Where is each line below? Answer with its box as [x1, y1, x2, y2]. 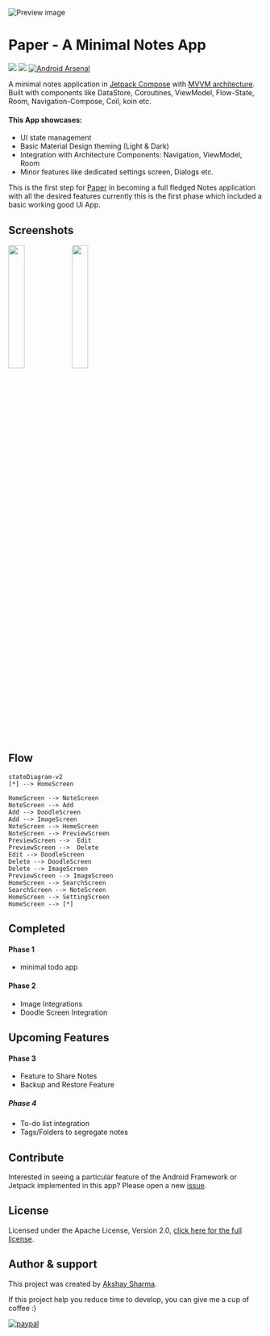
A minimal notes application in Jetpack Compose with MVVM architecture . [8, 79, 255, 89]
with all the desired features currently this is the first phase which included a [8, 191, 262, 201]
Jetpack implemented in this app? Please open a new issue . [8, 1180, 207, 1190]
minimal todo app [19, 962, 78, 972]
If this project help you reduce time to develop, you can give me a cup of [8, 1294, 250, 1304]
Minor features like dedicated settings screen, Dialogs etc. [19, 167, 214, 177]
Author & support [8, 1258, 98, 1271]
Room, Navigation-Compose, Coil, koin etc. [8, 96, 152, 106]
